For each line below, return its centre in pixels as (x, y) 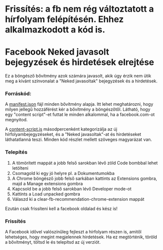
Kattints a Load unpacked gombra (46, 194)
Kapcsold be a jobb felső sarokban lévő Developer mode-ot (72, 189)
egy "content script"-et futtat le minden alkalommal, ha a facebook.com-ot (80, 115)
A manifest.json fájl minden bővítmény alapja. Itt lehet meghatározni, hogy (79, 104)
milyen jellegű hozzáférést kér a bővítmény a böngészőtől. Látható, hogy (78, 109)
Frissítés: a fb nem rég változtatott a (80, 9)
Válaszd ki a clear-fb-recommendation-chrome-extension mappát (78, 199)
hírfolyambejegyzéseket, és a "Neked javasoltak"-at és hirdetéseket (73, 135)
